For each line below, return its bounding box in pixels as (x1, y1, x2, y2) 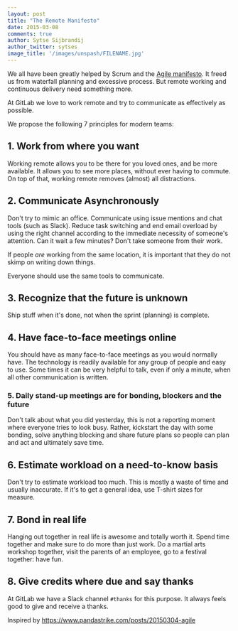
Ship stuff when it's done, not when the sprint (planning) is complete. (7, 311, 210, 320)
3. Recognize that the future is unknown (7, 292, 188, 304)
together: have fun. (7, 555, 64, 563)
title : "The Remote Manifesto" (7, 17, 100, 24)
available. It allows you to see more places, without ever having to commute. (7, 166, 231, 175)
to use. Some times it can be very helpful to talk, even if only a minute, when (7, 365, 231, 374)
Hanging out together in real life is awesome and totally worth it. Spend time (7, 532, 229, 541)
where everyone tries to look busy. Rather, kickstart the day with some (7, 424, 214, 432)
